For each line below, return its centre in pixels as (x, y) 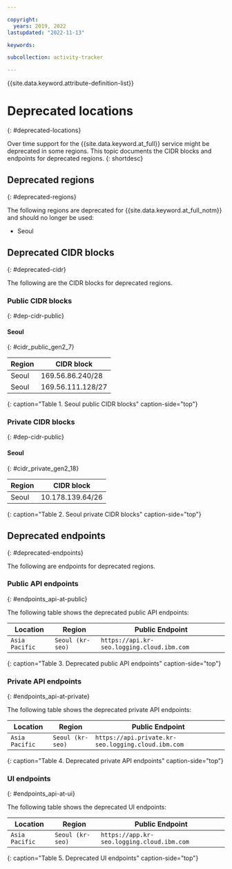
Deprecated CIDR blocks (61, 253)
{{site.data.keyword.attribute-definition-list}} (71, 83)
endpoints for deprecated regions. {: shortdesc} (75, 158)
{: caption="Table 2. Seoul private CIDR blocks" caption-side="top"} (104, 514)
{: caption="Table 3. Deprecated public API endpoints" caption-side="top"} (114, 663)
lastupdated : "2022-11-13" (46, 33)
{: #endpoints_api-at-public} (47, 598)
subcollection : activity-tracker (55, 57)
